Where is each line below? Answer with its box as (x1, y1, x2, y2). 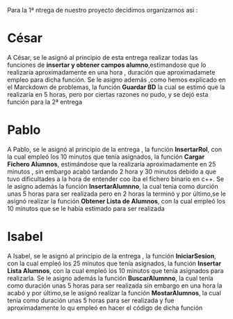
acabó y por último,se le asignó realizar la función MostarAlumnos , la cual (7, 288, 221, 297)
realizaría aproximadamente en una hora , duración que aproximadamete (7, 68, 216, 76)
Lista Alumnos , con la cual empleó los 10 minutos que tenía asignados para (7, 266, 224, 274)
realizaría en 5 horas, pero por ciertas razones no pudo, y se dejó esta (7, 90, 209, 98)
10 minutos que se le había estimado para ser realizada (7, 204, 165, 212)
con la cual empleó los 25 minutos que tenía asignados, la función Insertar (7, 259, 221, 267)
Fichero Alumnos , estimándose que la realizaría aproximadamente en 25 (7, 159, 216, 168)
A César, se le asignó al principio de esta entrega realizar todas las (7, 53, 198, 61)
